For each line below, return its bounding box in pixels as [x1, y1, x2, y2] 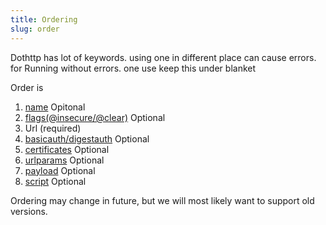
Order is [10, 81, 44, 93]
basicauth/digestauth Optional [24, 132, 150, 145]
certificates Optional [24, 143, 110, 155]
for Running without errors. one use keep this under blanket [10, 62, 257, 74]
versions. [10, 205, 48, 217]
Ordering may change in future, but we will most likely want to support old [10, 194, 315, 206]
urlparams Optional [24, 154, 105, 166]
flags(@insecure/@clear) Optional [24, 111, 166, 123]
